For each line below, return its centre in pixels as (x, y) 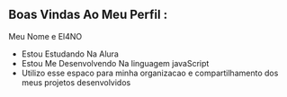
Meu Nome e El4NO (45, 36)
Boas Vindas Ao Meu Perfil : (88, 15)
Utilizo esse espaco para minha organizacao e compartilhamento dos (150, 73)
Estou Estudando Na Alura (70, 54)
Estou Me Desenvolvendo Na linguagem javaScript (115, 63)
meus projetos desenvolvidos (76, 82)
